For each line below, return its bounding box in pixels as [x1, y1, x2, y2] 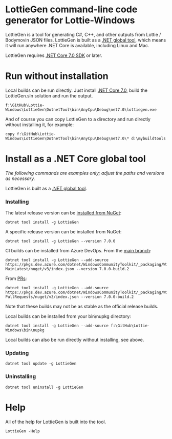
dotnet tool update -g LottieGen [5, 361, 77, 366]
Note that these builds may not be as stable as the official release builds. [5, 304, 159, 310]
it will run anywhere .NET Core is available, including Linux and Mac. [5, 42, 149, 48]
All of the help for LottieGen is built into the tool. [5, 418, 106, 425]
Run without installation [5, 70, 109, 82]
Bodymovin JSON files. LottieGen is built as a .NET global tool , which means [5, 37, 166, 43]
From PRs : [5, 275, 27, 282]
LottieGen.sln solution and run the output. [5, 92, 93, 98]
